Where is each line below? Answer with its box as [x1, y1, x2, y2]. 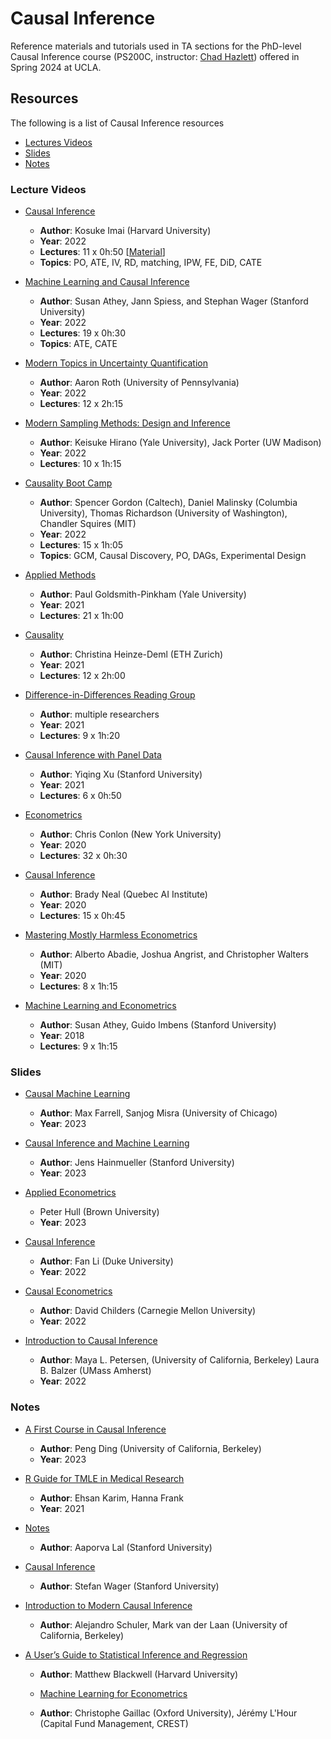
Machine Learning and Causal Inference [24, 276, 190, 288]
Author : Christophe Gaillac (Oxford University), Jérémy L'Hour [39, 1707, 298, 1719]
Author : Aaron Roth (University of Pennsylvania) [39, 377, 240, 389]
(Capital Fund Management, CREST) [39, 1717, 189, 1729]
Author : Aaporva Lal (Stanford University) [39, 1541, 213, 1553]
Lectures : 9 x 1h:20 [39, 730, 121, 742]
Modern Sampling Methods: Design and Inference [24, 417, 231, 429]
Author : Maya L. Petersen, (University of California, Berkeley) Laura [39, 1354, 320, 1366]
